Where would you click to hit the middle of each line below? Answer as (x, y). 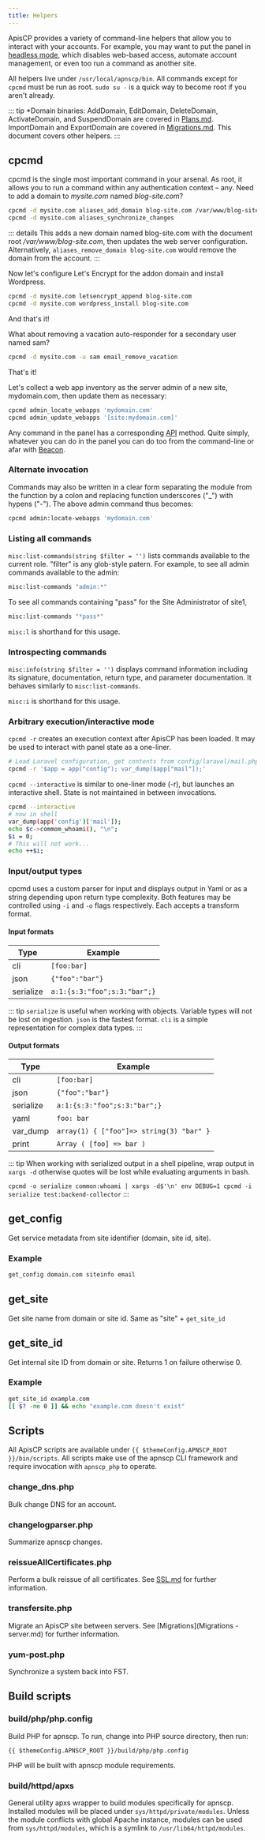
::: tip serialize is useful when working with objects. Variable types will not (130, 1010)
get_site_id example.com (49, 1399)
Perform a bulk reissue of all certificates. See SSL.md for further (112, 1580)
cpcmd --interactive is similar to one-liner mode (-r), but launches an (121, 784)
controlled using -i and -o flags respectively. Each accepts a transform (124, 905)
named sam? (29, 342)
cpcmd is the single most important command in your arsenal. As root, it (125, 179)
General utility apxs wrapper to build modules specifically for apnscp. (121, 1803)
